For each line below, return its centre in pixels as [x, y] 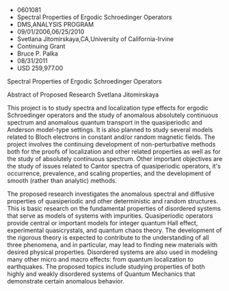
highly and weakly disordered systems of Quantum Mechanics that [101, 274]
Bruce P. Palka [37, 53]
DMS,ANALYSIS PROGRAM [55, 24]
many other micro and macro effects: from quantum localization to [100, 259]
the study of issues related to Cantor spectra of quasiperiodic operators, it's [114, 166]
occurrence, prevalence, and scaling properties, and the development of [109, 173]
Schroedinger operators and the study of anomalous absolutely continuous [113, 115]
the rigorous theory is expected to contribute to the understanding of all [108, 238]
